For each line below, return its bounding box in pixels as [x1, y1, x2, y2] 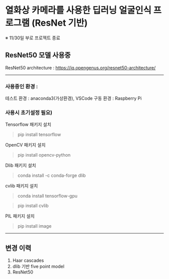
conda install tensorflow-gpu [17, 193, 78, 199]
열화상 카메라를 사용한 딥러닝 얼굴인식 [5, 5, 152, 16]
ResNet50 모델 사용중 [5, 51, 71, 59]
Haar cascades [12, 257, 44, 263]
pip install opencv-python [17, 152, 71, 158]
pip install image [17, 223, 52, 229]
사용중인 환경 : [5, 83, 38, 90]
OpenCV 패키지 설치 [5, 142, 46, 148]
